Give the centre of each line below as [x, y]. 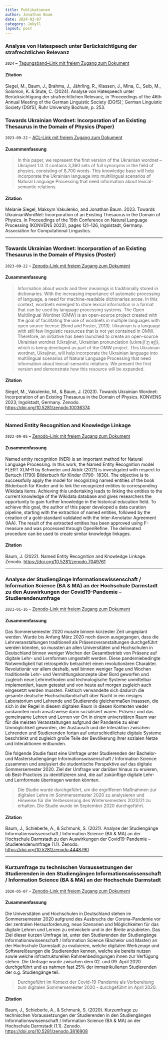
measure [14, 528]
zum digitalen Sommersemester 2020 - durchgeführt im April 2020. [87, 987]
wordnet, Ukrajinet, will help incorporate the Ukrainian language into [87, 353]
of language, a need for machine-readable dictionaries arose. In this [87, 299]
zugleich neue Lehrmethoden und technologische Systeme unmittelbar [78, 680]
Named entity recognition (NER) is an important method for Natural [74, 459]
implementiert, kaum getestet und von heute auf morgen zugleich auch [78, 685]
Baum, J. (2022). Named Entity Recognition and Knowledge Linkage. [76, 556]
